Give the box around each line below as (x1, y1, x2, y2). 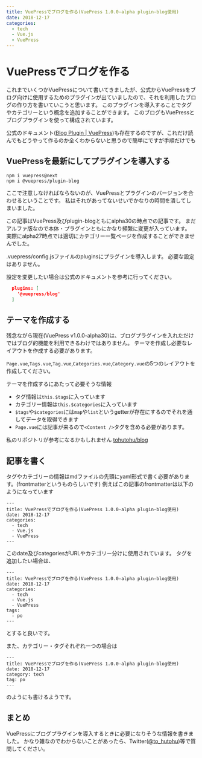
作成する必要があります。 (32, 347, 96, 354)
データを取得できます (25, 416, 79, 423)
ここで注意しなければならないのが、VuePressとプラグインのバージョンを (6, 189, 189, 197)
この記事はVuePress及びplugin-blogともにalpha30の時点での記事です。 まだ (6, 217, 196, 224)
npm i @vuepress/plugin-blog (6, 178, 80, 184)
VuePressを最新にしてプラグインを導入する (6, 156, 171, 166)
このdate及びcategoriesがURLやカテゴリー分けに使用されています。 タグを (6, 550, 192, 557)
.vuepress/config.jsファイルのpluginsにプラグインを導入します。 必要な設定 (6, 252, 195, 260)
